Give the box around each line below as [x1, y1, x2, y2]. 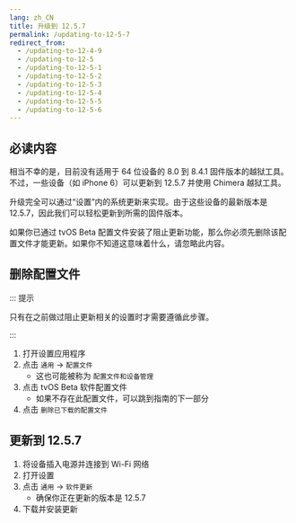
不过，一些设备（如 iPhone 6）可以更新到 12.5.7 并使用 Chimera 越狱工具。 [9, 177, 286, 189]
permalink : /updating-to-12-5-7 [9, 30, 130, 39]
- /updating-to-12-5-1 [17, 64, 102, 73]
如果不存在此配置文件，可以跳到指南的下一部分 [35, 393, 209, 403]
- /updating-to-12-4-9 [17, 47, 102, 56]
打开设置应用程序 [22, 348, 86, 359]
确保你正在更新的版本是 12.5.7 [35, 492, 146, 503]
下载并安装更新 [22, 503, 78, 514]
